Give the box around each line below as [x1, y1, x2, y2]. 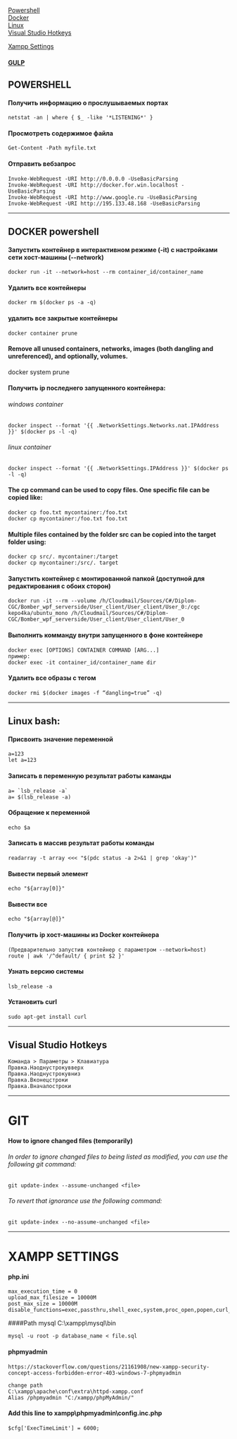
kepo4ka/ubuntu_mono [8, 610, 69, 617]
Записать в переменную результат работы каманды [8, 772, 172, 780]
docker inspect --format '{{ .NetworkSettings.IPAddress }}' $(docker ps [8, 465, 229, 472]
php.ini [8, 1272, 30, 1281]
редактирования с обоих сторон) [8, 582, 111, 590]
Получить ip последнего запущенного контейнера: [8, 384, 166, 393]
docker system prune [8, 367, 70, 376]
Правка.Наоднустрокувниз [8, 1070, 81, 1077]
